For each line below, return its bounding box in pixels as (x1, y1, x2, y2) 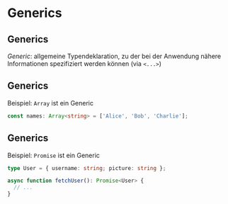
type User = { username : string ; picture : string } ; (7, 164, 166, 171)
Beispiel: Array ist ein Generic (7, 98, 94, 107)
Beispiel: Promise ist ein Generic (7, 151, 101, 159)
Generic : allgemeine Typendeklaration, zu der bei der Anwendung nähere (7, 52, 222, 60)
